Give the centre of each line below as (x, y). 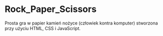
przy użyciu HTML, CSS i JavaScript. (43, 28)
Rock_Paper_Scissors (51, 9)
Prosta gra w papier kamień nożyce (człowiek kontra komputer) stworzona (81, 23)
